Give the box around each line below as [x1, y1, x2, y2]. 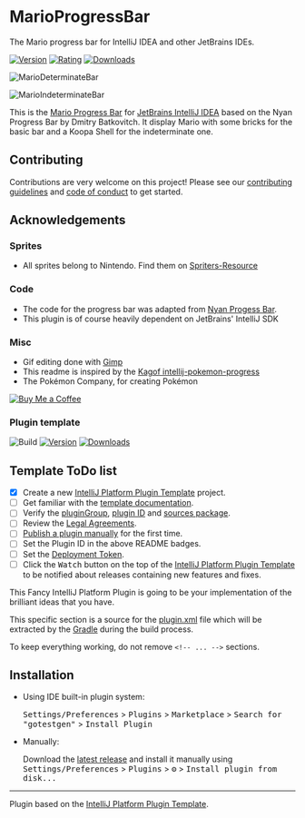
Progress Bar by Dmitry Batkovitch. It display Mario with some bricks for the [9, 116, 293, 127]
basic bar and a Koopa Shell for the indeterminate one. [9, 125, 213, 137]
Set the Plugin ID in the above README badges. [22, 538, 202, 549]
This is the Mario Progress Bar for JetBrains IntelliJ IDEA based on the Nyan [9, 106, 293, 117]
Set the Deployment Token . [22, 548, 125, 559]
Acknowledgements [9, 212, 126, 228]
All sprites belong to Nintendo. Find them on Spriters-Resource [22, 261, 259, 271]
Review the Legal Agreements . [22, 517, 138, 528]
